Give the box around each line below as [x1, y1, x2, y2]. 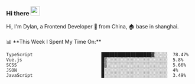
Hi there [6, 9, 30, 17]
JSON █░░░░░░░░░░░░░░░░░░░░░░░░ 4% [6, 67, 178, 73]
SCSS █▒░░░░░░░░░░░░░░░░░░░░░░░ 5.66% [6, 62, 186, 68]
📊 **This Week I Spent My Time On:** [6, 38, 102, 46]
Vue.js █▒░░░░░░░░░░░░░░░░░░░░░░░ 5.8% [6, 57, 184, 63]
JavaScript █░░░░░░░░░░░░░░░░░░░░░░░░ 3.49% [6, 73, 186, 79]
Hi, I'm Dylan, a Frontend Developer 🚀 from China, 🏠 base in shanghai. [6, 23, 179, 30]
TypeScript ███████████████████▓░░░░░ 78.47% [6, 52, 189, 58]
